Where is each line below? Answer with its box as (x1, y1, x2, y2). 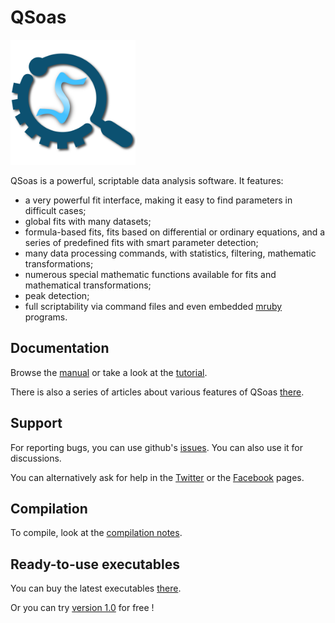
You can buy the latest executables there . (10, 582, 182, 595)
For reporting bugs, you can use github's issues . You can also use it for (10, 441, 304, 453)
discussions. (10, 452, 62, 464)
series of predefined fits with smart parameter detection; (24, 236, 259, 248)
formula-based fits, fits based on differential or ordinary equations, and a (24, 226, 326, 238)
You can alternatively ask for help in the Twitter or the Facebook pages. (10, 471, 305, 483)
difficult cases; (24, 204, 87, 216)
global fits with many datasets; (24, 215, 152, 227)
